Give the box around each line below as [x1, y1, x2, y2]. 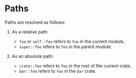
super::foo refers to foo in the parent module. [19, 43, 112, 49]
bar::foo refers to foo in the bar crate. [19, 68, 97, 74]
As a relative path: [11, 29, 49, 35]
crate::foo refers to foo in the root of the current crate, [19, 63, 132, 69]
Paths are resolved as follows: [4, 19, 66, 25]
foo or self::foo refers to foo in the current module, [19, 38, 125, 44]
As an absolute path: [11, 53, 54, 59]
